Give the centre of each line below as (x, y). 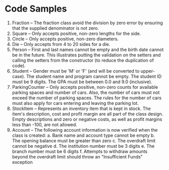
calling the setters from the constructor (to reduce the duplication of (83, 60)
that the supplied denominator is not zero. (55, 28)
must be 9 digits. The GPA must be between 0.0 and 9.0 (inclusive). (82, 82)
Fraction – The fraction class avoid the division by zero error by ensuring (87, 23)
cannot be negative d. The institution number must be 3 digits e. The (83, 146)
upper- (148, 71)
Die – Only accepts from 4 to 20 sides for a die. (61, 44)
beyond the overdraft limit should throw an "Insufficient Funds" (77, 156)
